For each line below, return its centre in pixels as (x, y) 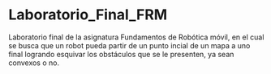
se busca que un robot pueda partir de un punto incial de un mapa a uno (129, 45)
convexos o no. (34, 63)
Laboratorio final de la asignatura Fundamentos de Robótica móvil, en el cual (136, 37)
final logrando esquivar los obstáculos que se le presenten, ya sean (121, 54)
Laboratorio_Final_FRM (88, 15)
